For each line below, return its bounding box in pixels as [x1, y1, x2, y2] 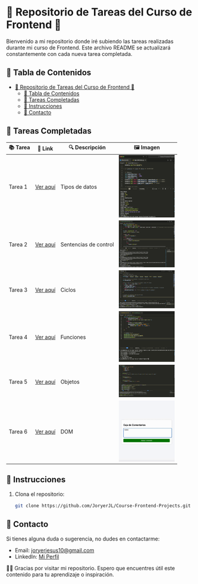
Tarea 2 [8, 241, 28, 248]
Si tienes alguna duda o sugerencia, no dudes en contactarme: [6, 535, 160, 542]
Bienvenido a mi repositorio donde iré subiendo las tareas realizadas [6, 38, 174, 45]
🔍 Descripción [68, 144, 106, 151]
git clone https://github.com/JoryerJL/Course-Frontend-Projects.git [14, 502, 191, 508]
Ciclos [60, 286, 76, 293]
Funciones [60, 333, 86, 341]
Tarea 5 [8, 378, 28, 385]
